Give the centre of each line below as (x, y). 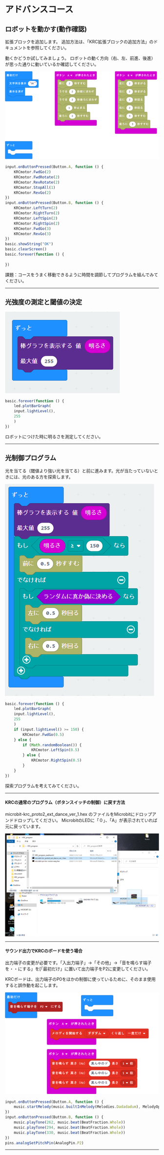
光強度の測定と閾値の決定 (43, 302)
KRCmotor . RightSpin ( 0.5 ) (56, 760)
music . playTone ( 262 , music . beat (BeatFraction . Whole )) (70, 1122)
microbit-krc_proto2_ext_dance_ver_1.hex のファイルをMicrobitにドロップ (79, 814)
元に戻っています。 (24, 826)
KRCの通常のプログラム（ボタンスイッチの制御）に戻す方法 (65, 802)
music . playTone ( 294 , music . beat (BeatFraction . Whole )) (70, 1127)
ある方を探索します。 (52, 477)
